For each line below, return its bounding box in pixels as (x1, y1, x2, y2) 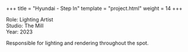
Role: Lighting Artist (6, 16, 54, 23)
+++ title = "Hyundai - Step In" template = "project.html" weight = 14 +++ (6, 5, 183, 12)
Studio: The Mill (6, 23, 44, 29)
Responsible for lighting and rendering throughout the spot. (6, 40, 149, 46)
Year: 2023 (6, 28, 33, 35)
